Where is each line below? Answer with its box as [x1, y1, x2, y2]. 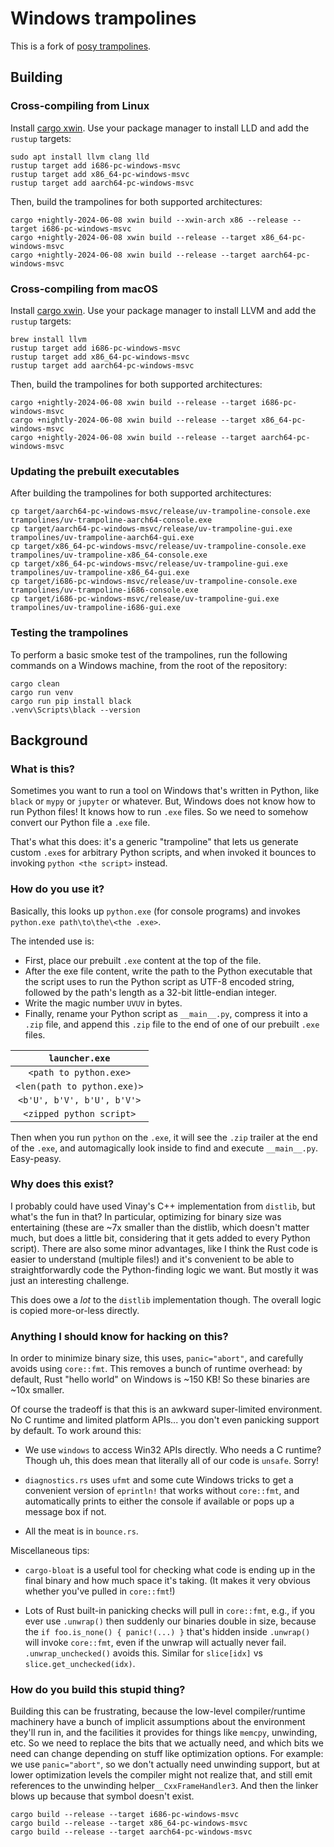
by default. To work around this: [10, 1425, 142, 1437]
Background [10, 732, 88, 749]
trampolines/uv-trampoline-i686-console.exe [10, 585, 199, 596]
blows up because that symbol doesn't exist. [10, 1790, 195, 1802]
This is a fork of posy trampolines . [10, 40, 152, 52]
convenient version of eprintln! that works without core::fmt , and [24, 1485, 300, 1497]
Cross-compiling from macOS [10, 282, 158, 296]
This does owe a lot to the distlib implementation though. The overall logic [10, 1293, 322, 1306]
